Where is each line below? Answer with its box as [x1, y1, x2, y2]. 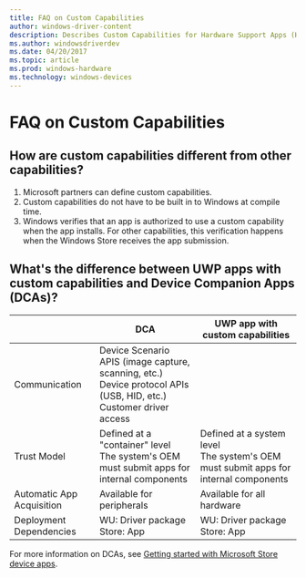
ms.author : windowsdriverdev [9, 38, 120, 48]
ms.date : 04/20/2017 [9, 47, 88, 57]
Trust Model [14, 449, 66, 462]
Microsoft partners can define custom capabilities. [22, 186, 212, 197]
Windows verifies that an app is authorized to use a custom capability [22, 215, 284, 226]
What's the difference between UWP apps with [9, 262, 282, 277]
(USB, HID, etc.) [99, 389, 167, 402]
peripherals [99, 499, 148, 511]
